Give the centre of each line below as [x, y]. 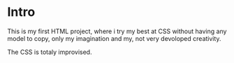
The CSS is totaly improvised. [50, 52]
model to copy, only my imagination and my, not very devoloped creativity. [114, 38]
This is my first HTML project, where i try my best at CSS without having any [117, 31]
